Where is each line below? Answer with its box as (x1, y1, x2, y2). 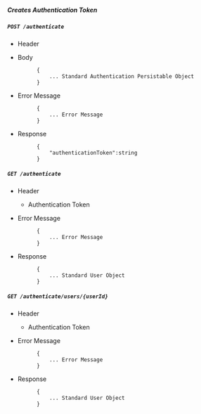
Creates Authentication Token (7, 6, 98, 14)
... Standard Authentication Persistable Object (48, 73, 195, 80)
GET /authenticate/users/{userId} (7, 292, 109, 300)
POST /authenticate (7, 23, 65, 30)
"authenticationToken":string (48, 150, 138, 157)
